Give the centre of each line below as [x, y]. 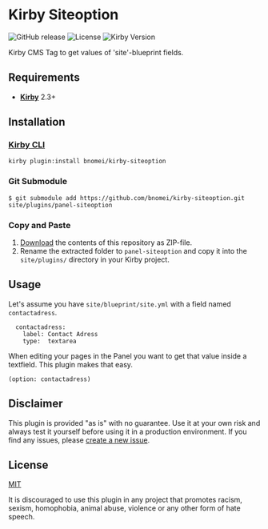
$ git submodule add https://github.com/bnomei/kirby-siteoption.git [127, 198]
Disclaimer [36, 404]
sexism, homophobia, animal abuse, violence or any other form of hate [125, 508]
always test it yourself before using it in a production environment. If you [128, 431]
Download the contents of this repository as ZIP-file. [106, 242]
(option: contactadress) [50, 379]
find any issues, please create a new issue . [79, 440]
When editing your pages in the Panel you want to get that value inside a [128, 356]
